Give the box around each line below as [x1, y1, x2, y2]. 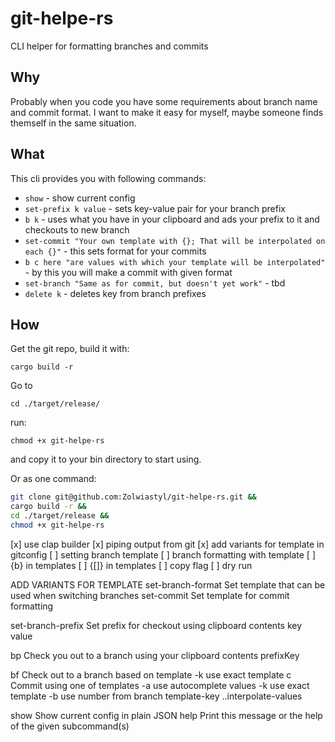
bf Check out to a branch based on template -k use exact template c [10, 668, 292, 681]
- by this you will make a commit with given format [24, 266, 233, 278]
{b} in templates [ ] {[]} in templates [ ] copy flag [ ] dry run [10, 559, 253, 571]
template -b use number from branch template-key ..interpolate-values [10, 690, 303, 702]
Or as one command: [10, 473, 97, 485]
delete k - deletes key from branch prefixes [24, 287, 207, 299]
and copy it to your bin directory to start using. [10, 453, 202, 466]
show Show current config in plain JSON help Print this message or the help [10, 709, 323, 721]
